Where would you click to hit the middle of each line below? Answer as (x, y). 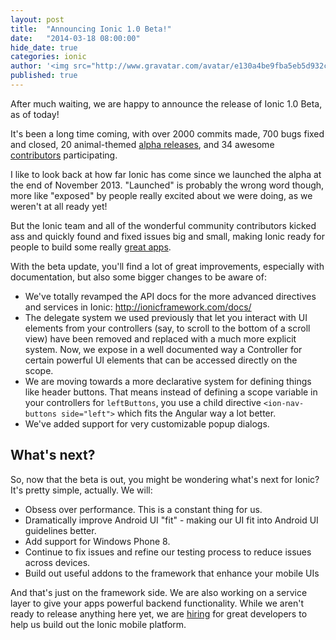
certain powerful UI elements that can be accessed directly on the (161, 360)
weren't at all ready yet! (59, 206)
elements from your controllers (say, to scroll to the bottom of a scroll (167, 328)
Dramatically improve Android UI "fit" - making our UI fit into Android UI (171, 520)
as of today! (35, 114)
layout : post (37, 19)
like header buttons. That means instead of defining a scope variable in (171, 392)
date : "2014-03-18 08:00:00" (75, 38)
